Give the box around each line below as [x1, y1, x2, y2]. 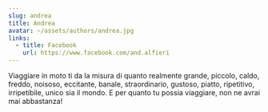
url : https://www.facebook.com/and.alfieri [22, 49, 170, 57]
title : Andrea [8, 19, 56, 27]
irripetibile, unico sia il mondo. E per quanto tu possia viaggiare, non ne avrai [8, 88, 261, 97]
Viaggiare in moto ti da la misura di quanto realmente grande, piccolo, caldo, [8, 71, 260, 80]
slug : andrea [8, 11, 52, 20]
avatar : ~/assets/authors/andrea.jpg [8, 26, 134, 34]
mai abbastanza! [8, 97, 63, 106]
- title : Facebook [15, 42, 78, 50]
